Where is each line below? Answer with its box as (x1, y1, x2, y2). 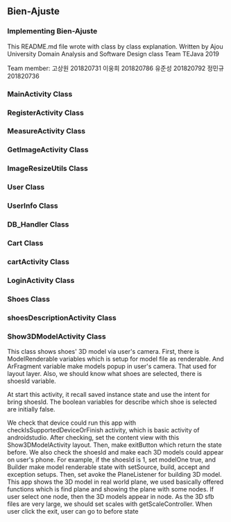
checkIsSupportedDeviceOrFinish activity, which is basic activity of (7, 425, 200, 434)
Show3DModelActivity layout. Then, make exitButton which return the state (7, 441, 222, 449)
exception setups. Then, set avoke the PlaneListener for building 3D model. (7, 470, 222, 478)
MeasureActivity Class (7, 127, 86, 136)
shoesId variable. (7, 377, 57, 385)
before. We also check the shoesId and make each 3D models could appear (7, 448, 224, 456)
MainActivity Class (7, 89, 73, 99)
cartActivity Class (7, 256, 69, 266)
